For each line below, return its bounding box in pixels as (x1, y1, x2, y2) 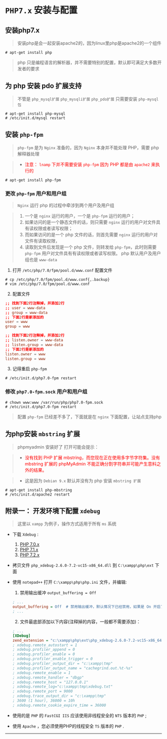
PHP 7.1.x (19, 547, 39, 553)
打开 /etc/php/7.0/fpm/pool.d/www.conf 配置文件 (12, 267, 113, 273)
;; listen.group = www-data (5, 342, 64, 347)
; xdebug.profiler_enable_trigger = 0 (12, 657, 93, 662)
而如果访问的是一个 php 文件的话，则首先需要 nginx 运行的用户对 (24, 232, 158, 238)
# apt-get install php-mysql (5, 111, 66, 116)
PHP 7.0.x (19, 541, 40, 547)
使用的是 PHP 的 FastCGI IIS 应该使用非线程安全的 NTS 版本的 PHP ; (12, 712, 147, 719)
